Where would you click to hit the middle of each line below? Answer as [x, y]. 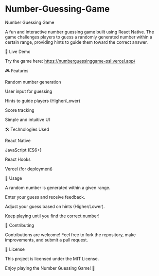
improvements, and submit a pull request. [47, 240]
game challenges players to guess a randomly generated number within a [79, 37]
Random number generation [33, 82]
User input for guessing [29, 91]
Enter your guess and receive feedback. [45, 197]
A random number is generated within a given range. [58, 188]
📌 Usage [14, 178]
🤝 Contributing [20, 225]
